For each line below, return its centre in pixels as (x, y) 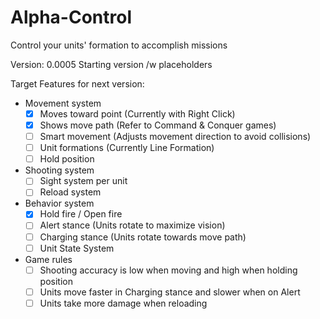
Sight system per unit (83, 181)
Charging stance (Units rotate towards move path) (143, 237)
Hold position (67, 159)
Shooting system (59, 170)
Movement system (63, 103)
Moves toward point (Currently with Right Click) (137, 113)
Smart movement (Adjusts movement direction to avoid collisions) (175, 137)
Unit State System (77, 248)
